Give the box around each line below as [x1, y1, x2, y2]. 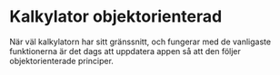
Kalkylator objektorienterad [9, 6, 223, 27]
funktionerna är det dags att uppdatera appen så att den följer [9, 45, 241, 56]
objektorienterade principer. [9, 55, 114, 66]
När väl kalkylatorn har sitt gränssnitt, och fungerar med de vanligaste [9, 36, 271, 47]
